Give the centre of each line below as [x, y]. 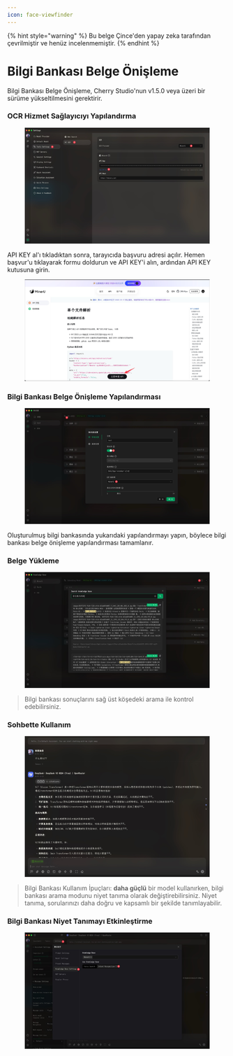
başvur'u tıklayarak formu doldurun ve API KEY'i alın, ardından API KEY [109, 262]
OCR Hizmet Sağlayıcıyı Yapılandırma [72, 116]
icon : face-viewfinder [40, 15]
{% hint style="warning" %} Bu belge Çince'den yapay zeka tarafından [109, 36]
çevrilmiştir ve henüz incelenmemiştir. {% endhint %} [83, 43]
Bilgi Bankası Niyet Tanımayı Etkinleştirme [80, 921]
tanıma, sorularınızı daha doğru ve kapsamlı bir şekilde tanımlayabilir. [123, 903]
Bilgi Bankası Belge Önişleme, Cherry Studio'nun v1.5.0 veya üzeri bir [106, 90]
